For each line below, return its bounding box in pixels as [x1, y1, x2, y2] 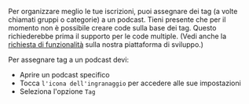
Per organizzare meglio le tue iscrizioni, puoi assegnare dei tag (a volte [8, 7, 238, 16]
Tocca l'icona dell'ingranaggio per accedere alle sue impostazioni [19, 78, 241, 88]
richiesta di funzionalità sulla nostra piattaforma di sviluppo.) [8, 40, 204, 49]
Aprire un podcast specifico [19, 70, 110, 79]
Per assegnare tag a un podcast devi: [8, 55, 130, 64]
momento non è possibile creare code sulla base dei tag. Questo [8, 23, 217, 32]
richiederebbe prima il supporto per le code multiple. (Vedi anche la [8, 31, 227, 41]
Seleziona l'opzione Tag [19, 87, 96, 96]
